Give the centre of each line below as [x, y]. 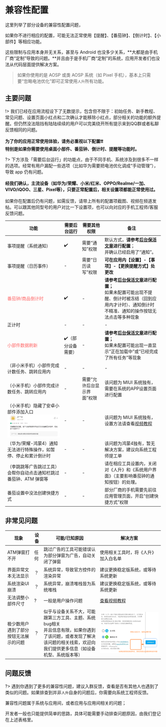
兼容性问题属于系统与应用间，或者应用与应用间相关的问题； [66, 703]
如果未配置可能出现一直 [128, 345]
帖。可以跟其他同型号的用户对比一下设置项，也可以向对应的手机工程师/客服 [82, 207]
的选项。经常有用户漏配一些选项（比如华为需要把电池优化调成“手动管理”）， [82, 165]
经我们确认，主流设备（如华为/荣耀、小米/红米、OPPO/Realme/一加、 [77, 183]
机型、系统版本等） [63, 655]
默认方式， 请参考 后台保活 [131, 239]
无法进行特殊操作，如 [29, 449]
